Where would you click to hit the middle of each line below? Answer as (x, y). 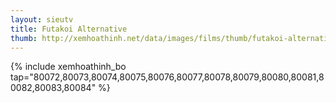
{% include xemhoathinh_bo (68, 67)
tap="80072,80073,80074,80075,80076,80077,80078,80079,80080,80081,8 (167, 77)
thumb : (24, 38)
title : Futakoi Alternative (69, 29)
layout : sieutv (42, 19)
